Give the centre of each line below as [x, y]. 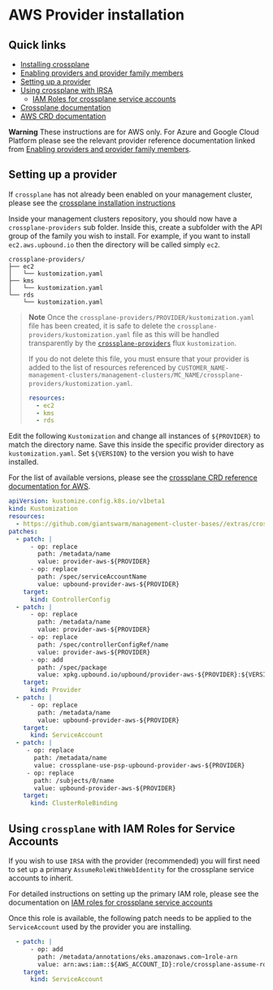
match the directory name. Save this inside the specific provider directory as [136, 445]
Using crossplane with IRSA [67, 90]
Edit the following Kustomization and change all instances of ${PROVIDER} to [134, 436]
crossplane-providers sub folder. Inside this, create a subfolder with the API [135, 227]
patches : [23, 531]
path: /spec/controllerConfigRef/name [103, 644]
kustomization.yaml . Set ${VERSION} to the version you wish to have [121, 453]
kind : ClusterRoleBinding [74, 803]
